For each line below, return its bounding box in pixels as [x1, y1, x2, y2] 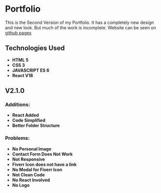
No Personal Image [12, 146, 52, 152]
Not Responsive [12, 156, 45, 162]
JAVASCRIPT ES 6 [12, 67, 50, 73]
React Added [12, 112, 39, 118]
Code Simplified [12, 117, 46, 123]
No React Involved [12, 177, 50, 183]
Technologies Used [5, 44, 65, 52]
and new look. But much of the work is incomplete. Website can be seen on [5, 24, 157, 30]
